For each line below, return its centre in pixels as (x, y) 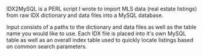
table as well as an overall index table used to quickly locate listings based (100, 40)
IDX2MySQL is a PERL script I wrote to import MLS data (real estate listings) (102, 9)
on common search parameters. (47, 46)
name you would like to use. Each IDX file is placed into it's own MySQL (96, 33)
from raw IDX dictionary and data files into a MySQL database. (85, 15)
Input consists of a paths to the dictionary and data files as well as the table (102, 27)
